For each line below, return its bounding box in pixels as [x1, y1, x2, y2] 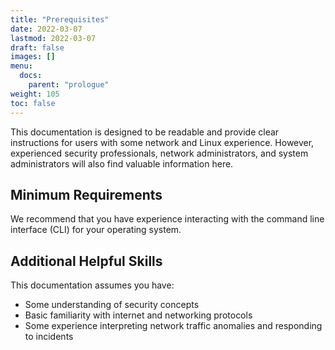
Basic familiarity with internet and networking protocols [24, 309, 253, 321]
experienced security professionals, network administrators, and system [10, 147, 309, 159]
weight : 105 [10, 89, 60, 99]
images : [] [10, 52, 56, 62]
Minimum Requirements [10, 186, 163, 203]
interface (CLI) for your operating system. [10, 224, 182, 236]
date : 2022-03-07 [10, 24, 83, 34]
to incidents [24, 331, 74, 343]
